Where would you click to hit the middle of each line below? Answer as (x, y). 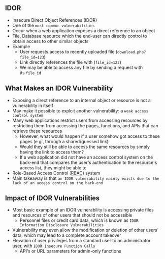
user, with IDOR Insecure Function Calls (54, 246)
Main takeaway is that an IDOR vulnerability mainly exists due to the (86, 178)
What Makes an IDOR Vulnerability (59, 88)
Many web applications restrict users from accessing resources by (80, 120)
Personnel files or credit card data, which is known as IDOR (79, 220)
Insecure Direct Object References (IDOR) (54, 20)
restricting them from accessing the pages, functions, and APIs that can (85, 125)
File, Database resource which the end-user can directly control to (80, 36)
